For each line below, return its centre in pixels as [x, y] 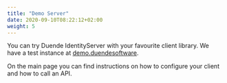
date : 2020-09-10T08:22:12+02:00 [55, 20]
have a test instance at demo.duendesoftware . [73, 53]
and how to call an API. [40, 73]
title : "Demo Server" [38, 13]
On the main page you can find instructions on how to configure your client [113, 67]
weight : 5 [21, 26]
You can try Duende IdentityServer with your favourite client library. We [108, 46]
